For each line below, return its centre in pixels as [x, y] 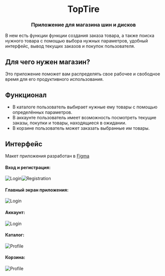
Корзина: [15, 258]
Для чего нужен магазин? [48, 62]
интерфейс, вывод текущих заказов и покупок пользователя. [70, 46]
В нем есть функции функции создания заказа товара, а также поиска [80, 35]
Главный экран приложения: [37, 190]
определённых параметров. [42, 112]
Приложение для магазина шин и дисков [83, 25]
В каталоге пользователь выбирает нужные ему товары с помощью [85, 107]
